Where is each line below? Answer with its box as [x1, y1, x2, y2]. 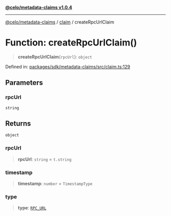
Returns [5, 119, 32, 128]
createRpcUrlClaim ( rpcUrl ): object [17, 54, 93, 60]
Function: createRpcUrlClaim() [5, 37, 137, 49]
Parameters [5, 79, 43, 87]
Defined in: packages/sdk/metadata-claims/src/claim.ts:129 [5, 63, 131, 69]
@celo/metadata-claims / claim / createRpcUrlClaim [5, 19, 115, 25]
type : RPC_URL [17, 205, 47, 211]
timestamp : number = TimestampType [17, 181, 93, 187]
